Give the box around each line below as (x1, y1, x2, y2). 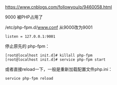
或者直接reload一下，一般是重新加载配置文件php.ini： (5, 67, 113, 72)
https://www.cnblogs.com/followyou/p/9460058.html (5, 4, 112, 10)
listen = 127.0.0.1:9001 (5, 34, 56, 39)
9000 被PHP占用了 (5, 14, 43, 20)
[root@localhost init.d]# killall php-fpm (5, 53, 93, 58)
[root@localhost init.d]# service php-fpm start (5, 57, 106, 62)
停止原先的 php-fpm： (5, 43, 50, 49)
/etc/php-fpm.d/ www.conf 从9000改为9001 (5, 24, 93, 30)
